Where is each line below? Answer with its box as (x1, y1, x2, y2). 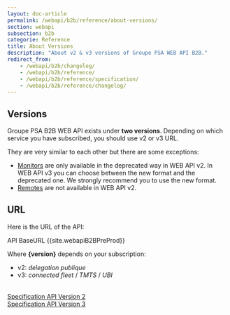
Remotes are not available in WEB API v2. (17, 184, 137, 192)
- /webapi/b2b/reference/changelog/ (20, 82, 127, 89)
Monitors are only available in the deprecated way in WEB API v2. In (17, 161, 213, 170)
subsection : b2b (7, 29, 55, 37)
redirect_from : (7, 56, 52, 63)
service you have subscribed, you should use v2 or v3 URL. (7, 134, 179, 142)
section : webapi (7, 23, 55, 30)
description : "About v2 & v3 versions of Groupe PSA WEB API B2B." (7, 50, 208, 57)
